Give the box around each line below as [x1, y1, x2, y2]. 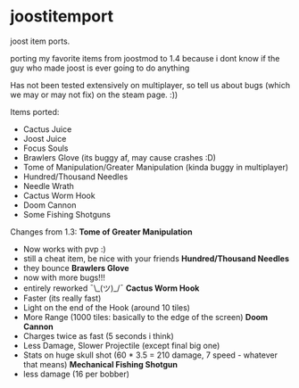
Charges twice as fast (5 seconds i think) [22, 330, 175, 341]
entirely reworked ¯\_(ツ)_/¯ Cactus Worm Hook [22, 283, 200, 293]
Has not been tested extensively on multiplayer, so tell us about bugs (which [10, 79, 291, 90]
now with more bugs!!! [22, 272, 105, 283]
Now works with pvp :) [22, 244, 106, 254]
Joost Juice [22, 133, 67, 144]
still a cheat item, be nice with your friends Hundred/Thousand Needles [22, 252, 289, 264]
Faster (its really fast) [22, 293, 102, 303]
